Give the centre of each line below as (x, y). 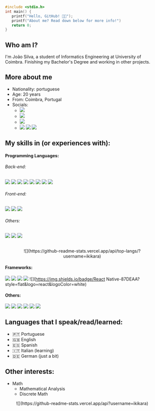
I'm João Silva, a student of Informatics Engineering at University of (73, 57)
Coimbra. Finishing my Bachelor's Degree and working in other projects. (78, 62)
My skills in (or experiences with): (58, 143)
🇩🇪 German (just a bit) (35, 356)
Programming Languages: (32, 155)
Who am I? (22, 45)
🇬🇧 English (24, 339)
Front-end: (16, 194)
